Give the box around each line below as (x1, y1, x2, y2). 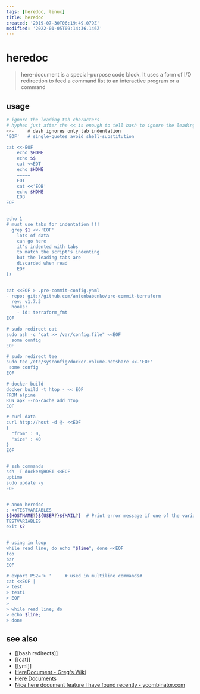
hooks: (11, 304, 28, 310)
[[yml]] (14, 662, 32, 669)
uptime (6, 475, 23, 481)
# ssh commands (6, 463, 44, 469)
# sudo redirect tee (6, 353, 58, 359)
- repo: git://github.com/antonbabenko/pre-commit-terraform (6, 293, 161, 299)
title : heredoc (6, 14, 44, 20)
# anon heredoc (6, 502, 44, 507)
